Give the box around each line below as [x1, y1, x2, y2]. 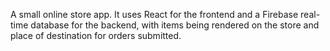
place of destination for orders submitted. [10, 30, 182, 41]
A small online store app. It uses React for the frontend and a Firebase [10, 9, 299, 20]
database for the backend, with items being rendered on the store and [30, 19, 320, 31]
